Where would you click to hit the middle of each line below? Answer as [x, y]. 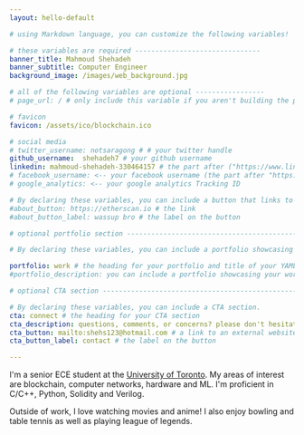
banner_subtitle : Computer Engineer [78, 68]
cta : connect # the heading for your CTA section [105, 315]
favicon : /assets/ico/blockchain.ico [81, 125]
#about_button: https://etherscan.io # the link [103, 208]
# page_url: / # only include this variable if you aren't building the [149, 101]
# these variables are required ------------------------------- [135, 51]
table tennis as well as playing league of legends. [101, 421]
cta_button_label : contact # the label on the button [113, 341]
